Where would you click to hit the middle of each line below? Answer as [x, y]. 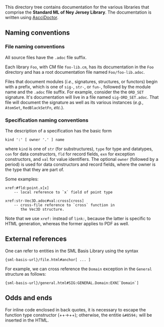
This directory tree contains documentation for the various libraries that [77, 7]
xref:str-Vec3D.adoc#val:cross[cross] [45, 201]
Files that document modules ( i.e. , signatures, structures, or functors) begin [81, 81]
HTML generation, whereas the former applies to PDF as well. [67, 223]
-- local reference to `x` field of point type [63, 192]
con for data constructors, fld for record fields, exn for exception [70, 154]
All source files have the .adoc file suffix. [46, 57]
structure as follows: [26, 274]
